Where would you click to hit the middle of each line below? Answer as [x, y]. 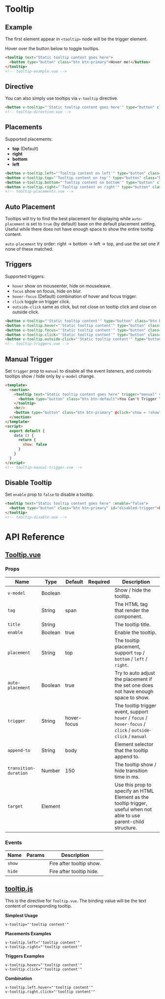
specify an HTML [135, 791]
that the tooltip [131, 750]
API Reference [35, 537]
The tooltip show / [136, 764]
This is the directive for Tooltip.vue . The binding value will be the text [76, 901]
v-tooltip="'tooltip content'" [37, 924]
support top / [130, 653]
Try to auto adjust [135, 673]
